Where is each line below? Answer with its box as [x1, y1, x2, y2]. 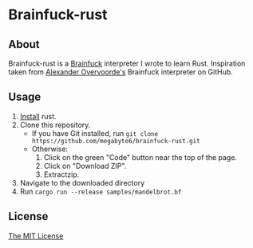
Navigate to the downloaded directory [19, 178, 145, 187]
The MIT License [8, 230, 64, 241]
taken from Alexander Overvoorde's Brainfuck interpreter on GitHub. [8, 67, 233, 77]
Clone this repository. [19, 120, 91, 130]
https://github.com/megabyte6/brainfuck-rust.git [31, 137, 201, 145]
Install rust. [19, 111, 57, 121]
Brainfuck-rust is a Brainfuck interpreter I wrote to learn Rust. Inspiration [8, 58, 246, 68]
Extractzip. [43, 170, 80, 179]
